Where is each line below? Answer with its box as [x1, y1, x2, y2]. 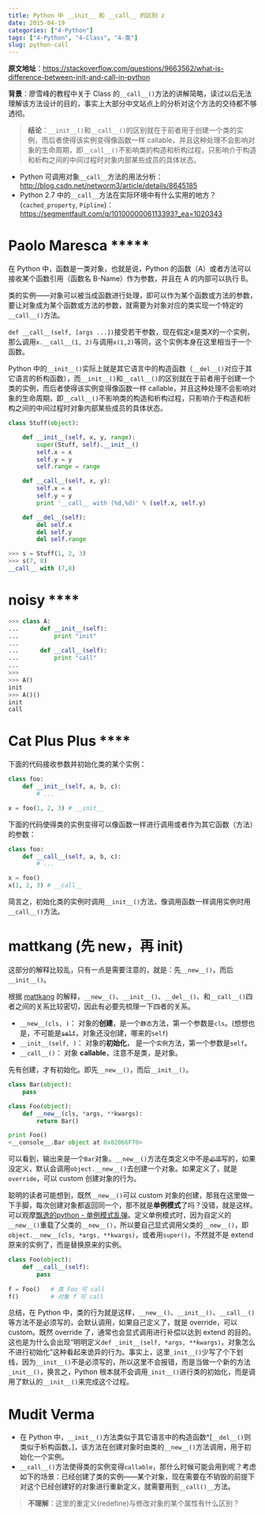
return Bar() [36, 1117, 80, 1125]
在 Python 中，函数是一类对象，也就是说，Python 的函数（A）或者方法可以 [8, 264, 252, 274]
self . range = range [36, 463, 101, 471]
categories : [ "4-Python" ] [8, 26, 93, 34]
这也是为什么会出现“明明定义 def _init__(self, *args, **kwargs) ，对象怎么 [8, 1338, 256, 1347]
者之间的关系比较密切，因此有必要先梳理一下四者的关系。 [8, 1002, 195, 1011]
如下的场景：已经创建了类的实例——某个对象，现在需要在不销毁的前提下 [19, 1472, 255, 1482]
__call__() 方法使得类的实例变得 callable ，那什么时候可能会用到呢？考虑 [19, 1462, 256, 1471]
